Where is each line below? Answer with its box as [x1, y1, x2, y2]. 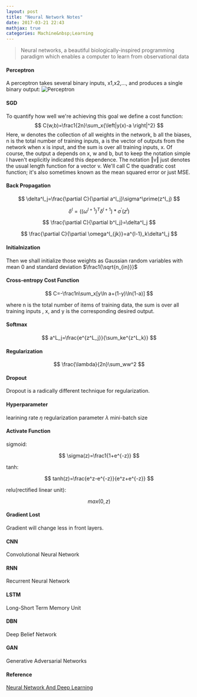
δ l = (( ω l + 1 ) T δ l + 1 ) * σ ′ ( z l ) [68, 206, 130, 215]
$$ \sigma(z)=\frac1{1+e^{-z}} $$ [58, 452, 140, 459]
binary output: [6, 86, 41, 93]
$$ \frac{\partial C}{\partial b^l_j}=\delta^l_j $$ [42, 219, 156, 226]
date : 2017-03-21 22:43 [6, 19, 65, 25]
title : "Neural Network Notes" [6, 14, 83, 20]
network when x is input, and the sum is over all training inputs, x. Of [6, 143, 173, 150]
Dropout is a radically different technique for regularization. [6, 387, 150, 394]
